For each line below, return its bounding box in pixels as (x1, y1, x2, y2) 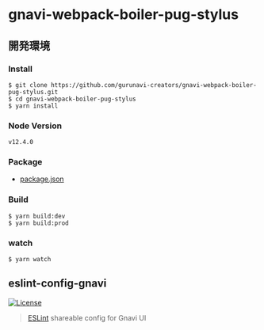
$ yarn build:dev (8, 212, 66, 220)
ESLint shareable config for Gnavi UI (27, 313, 147, 322)
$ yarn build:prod (8, 219, 69, 227)
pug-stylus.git (8, 88, 59, 96)
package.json (19, 174, 65, 184)
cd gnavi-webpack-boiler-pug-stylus (15, 95, 136, 103)
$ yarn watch (8, 256, 52, 264)
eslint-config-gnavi (8, 277, 107, 290)
